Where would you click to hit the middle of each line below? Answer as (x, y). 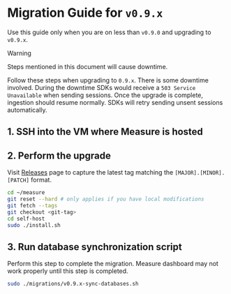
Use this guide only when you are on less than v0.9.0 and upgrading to (109, 32)
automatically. (27, 110)
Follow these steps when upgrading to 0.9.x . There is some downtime (108, 80)
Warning (19, 53)
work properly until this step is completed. (68, 271)
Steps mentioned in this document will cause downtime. (88, 66)
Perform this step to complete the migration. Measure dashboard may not (113, 264)
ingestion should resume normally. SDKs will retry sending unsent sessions (115, 102)
